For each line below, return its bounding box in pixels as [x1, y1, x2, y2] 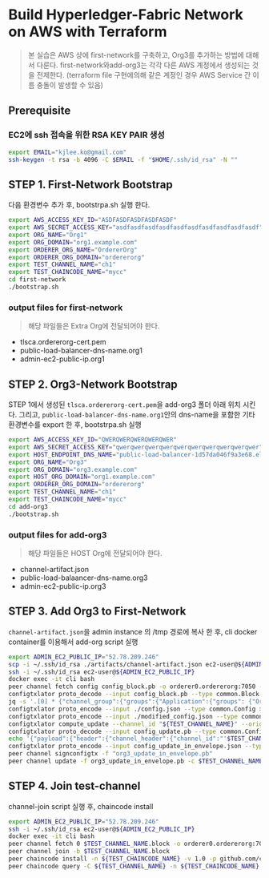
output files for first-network [8, 302, 123, 313]
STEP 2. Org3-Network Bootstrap [8, 377, 178, 391]
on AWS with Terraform [8, 22, 167, 41]
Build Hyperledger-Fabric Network [8, 6, 244, 24]
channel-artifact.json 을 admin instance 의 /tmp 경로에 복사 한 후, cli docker [8, 626, 258, 636]
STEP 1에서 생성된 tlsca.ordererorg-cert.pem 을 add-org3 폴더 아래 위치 [8, 400, 242, 409]
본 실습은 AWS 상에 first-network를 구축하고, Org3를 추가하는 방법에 [27, 50, 244, 59]
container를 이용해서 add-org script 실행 [8, 637, 139, 646]
